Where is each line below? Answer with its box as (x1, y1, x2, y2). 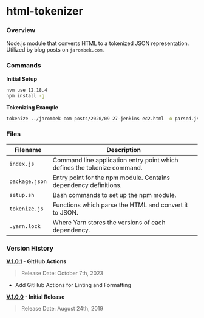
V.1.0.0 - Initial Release (6, 293, 65, 300)
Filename (14, 145, 42, 154)
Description (106, 145, 141, 154)
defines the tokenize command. (52, 163, 143, 171)
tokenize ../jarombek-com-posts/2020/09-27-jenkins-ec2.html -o (6, 116, 172, 122)
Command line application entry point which (52, 156, 178, 164)
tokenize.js (9, 205, 44, 212)
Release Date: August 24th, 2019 (21, 305, 103, 312)
